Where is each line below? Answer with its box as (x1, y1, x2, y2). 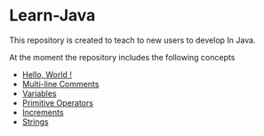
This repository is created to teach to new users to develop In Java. (9, 35, 256, 45)
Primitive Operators (21, 97, 93, 108)
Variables (21, 88, 57, 99)
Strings (21, 116, 49, 127)
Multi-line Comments (21, 78, 100, 89)
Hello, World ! (21, 68, 73, 80)
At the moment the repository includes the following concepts (9, 52, 236, 62)
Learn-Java (9, 5, 96, 26)
